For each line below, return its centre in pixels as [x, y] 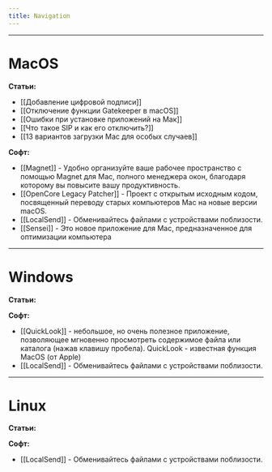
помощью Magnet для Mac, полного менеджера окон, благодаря [133, 176]
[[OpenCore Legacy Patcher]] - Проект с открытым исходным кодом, [139, 193]
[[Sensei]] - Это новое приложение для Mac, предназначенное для [136, 228]
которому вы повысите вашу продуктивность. [100, 185]
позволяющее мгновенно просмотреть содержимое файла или [130, 339]
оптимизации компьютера [66, 237]
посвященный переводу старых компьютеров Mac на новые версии [138, 202]
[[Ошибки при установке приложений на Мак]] [101, 119]
